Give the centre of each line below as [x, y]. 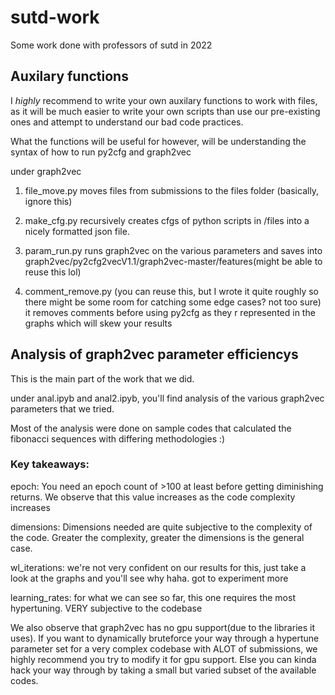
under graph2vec [46, 171]
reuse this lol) [53, 272]
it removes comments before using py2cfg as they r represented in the [170, 312]
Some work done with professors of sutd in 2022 [111, 45]
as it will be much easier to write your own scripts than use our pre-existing [165, 111]
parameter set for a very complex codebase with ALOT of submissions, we [164, 648]
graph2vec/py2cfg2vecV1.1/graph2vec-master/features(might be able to [173, 261]
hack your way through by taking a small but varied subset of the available [163, 670]
